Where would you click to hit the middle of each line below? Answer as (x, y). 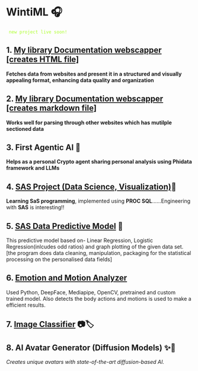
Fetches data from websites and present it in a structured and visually (94, 74)
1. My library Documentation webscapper (84, 50)
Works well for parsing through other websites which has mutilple (89, 122)
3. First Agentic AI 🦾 (44, 147)
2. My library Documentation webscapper (85, 99)
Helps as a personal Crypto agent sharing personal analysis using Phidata (99, 162)
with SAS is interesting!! (35, 207)
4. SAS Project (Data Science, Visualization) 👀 (91, 186)
